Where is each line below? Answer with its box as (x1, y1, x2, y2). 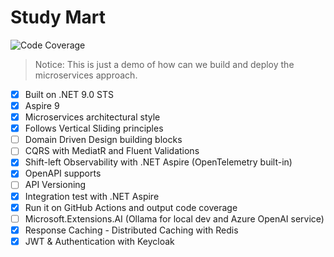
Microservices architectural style (24, 111, 161, 123)
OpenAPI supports (24, 167, 102, 180)
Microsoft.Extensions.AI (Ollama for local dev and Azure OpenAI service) (24, 212, 325, 225)
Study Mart (10, 6, 106, 29)
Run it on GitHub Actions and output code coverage (24, 201, 238, 213)
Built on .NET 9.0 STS (24, 88, 115, 100)
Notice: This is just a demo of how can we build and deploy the (34, 58, 295, 70)
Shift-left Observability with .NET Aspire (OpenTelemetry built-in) (24, 156, 293, 168)
